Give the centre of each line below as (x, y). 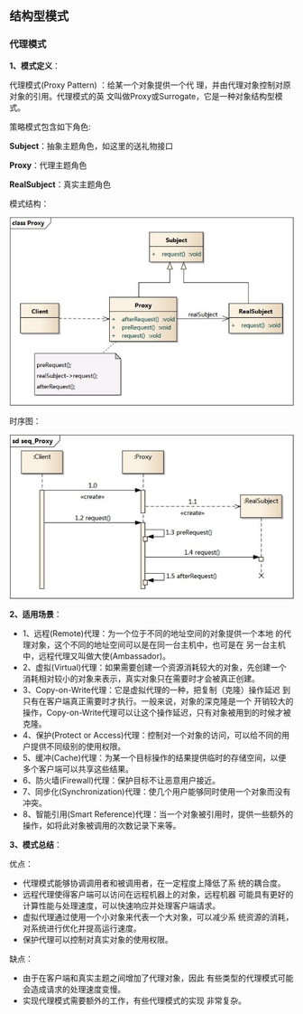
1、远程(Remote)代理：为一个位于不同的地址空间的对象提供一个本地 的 (153, 634)
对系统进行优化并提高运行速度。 (82, 928)
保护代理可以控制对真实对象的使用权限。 (97, 940)
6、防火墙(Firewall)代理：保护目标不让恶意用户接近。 (121, 781)
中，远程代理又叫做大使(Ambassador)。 (96, 656)
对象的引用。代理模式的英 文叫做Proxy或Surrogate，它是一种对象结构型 (142, 96)
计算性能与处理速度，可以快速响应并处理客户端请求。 (121, 906)
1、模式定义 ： (35, 65)
